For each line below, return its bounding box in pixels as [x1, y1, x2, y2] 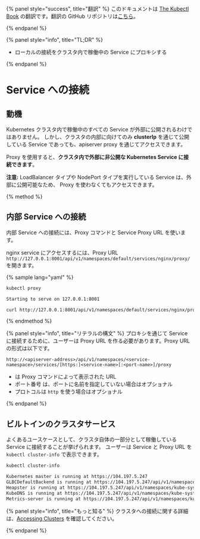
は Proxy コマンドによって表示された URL [14, 373, 117, 381]
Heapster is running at [6, 485, 65, 491]
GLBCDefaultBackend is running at [6, 479, 92, 485]
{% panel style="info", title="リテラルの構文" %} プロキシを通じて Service [6, 330, 188, 337]
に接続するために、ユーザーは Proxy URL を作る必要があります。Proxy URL [6, 337, 190, 345]
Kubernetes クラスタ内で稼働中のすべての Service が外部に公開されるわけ [6, 126, 187, 133]
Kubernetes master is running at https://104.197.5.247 [6, 474, 148, 480]
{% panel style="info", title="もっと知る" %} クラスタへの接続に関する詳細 [6, 507, 189, 514]
